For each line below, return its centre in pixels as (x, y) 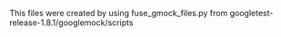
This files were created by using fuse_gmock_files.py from (119, 13)
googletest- (251, 13)
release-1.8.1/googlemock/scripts (71, 23)
